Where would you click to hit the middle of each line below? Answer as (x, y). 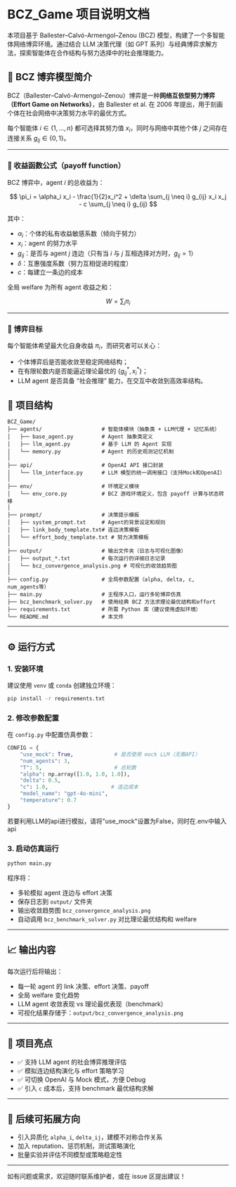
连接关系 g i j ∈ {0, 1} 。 (39, 139)
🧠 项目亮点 (30, 1044)
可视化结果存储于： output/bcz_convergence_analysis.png (100, 1013)
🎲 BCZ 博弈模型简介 (50, 77)
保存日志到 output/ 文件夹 (55, 902)
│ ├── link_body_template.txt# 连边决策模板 (73, 530)
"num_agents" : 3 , (45, 761)
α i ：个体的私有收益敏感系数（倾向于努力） (79, 234)
